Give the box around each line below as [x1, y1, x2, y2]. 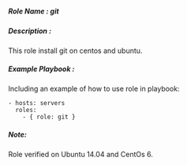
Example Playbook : [8, 64, 75, 73]
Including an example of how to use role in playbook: [8, 84, 180, 94]
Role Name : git [8, 6, 59, 16]
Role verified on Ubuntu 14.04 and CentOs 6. [8, 150, 154, 159]
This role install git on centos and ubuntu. [8, 46, 143, 55]
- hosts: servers [8, 99, 65, 107]
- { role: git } [22, 113, 77, 122]
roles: [15, 107, 37, 114]
